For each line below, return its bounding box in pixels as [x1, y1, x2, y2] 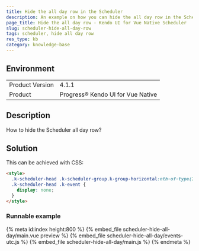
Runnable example [6, 212, 61, 220]
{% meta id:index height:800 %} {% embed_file [6, 225, 122, 233]
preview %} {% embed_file [40, 232, 106, 239]
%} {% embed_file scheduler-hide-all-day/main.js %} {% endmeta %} [20, 238, 191, 245]
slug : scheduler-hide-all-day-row [6, 25, 92, 31]
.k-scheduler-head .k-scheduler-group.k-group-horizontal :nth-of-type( [11, 176, 192, 182]
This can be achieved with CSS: [6, 159, 84, 166]
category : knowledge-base [6, 42, 70, 48]
